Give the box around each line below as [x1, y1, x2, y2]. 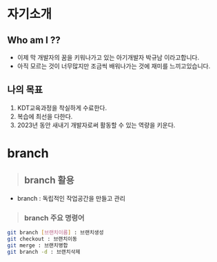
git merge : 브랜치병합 [7, 242, 68, 249]
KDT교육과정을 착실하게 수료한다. [17, 103, 107, 112]
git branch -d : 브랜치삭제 [7, 248, 81, 255]
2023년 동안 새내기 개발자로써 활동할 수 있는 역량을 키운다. [17, 121, 176, 129]
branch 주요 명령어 [23, 213, 85, 223]
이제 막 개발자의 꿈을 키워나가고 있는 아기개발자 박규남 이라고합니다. [17, 53, 200, 61]
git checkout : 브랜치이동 [7, 235, 78, 242]
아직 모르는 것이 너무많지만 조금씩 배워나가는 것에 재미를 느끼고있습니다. [17, 62, 211, 70]
